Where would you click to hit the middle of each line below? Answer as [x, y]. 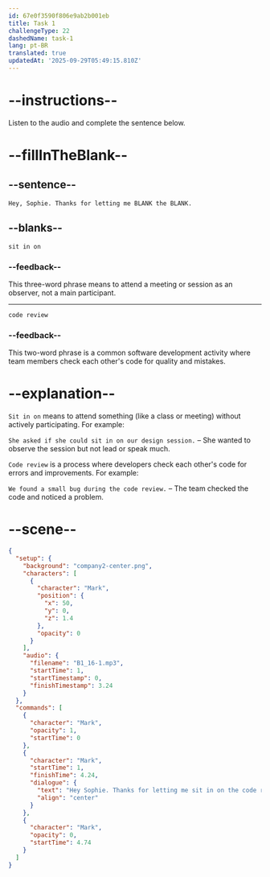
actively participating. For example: [66, 425]
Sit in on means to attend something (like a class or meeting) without [125, 416]
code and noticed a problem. [56, 497]
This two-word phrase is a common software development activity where [129, 353]
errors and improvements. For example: [74, 473]
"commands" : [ [39, 708]
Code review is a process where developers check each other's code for [128, 464]
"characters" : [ [50, 573]
